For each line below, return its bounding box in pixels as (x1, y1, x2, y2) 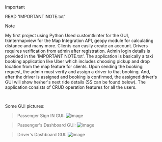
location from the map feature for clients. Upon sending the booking (5, 63, 143, 69)
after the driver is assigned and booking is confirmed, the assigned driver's (5, 74, 157, 80)
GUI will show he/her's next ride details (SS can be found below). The (5, 79, 146, 85)
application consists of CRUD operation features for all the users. (5, 84, 136, 90)
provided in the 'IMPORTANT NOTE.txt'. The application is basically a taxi (5, 53, 153, 59)
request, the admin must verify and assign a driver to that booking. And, (5, 69, 151, 75)
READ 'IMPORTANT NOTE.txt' (5, 14, 65, 19)
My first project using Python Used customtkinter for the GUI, (5, 33, 129, 38)
